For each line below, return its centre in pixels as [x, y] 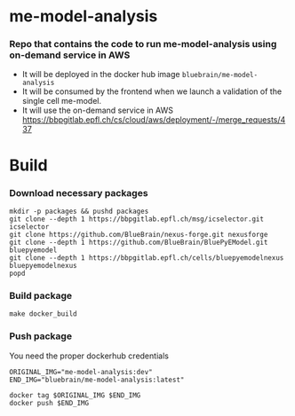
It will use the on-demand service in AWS [97, 110]
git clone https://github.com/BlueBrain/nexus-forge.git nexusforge [139, 234]
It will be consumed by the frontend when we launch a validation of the [152, 91]
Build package [41, 295]
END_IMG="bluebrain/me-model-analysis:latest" [97, 380]
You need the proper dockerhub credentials [89, 356]
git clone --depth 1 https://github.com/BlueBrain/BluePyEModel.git [139, 242]
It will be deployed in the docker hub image [101, 75]
